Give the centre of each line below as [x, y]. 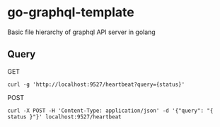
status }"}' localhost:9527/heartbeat [64, 117]
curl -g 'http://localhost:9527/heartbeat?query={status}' [96, 84]
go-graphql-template [71, 12]
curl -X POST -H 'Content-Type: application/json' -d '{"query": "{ [110, 111]
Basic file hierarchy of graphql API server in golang [81, 32]
